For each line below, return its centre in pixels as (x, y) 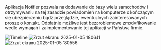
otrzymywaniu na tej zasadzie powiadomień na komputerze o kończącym (80, 12)
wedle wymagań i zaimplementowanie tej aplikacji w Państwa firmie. (74, 28)
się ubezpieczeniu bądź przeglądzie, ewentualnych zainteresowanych (76, 17)
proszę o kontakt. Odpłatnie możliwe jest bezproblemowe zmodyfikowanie (80, 23)
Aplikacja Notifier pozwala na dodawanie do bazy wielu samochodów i (77, 7)
